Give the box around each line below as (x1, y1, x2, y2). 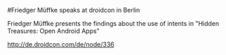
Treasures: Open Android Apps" (7, 27, 100, 35)
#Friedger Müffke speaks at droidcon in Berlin (7, 6, 140, 14)
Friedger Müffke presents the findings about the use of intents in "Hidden (7, 19, 220, 27)
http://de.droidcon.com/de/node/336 (7, 40, 114, 48)
